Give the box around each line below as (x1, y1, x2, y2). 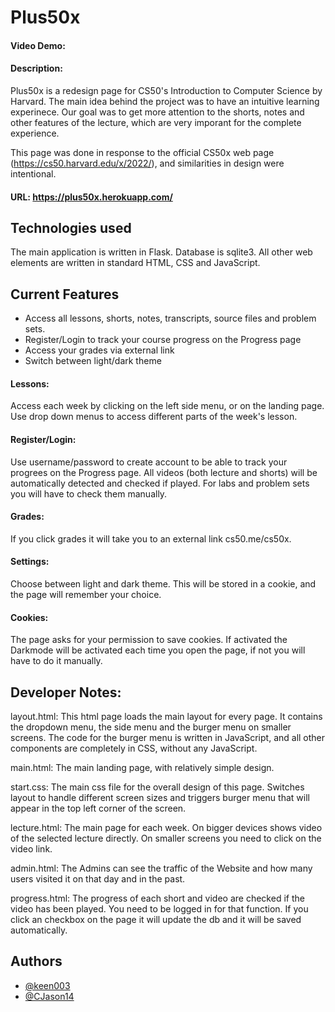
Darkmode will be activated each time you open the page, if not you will (10, 644, 306, 656)
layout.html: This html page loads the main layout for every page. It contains (10, 711, 323, 723)
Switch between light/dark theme (24, 355, 162, 367)
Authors (10, 953, 63, 970)
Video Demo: (10, 39, 66, 51)
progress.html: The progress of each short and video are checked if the (10, 892, 305, 905)
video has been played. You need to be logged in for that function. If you (10, 903, 309, 915)
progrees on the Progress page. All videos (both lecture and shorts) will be (10, 466, 318, 478)
